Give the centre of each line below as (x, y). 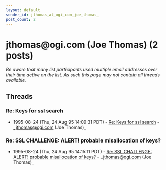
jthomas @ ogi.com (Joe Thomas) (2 (82, 45)
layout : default (23, 10)
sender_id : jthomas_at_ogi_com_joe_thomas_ (53, 15)
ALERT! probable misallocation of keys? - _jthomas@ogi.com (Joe (82, 157)
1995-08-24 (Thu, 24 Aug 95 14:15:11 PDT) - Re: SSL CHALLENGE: (82, 152)
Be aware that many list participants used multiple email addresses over (82, 70)
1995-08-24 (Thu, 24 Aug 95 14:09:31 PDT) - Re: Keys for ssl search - (86, 122)
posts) (20, 55)
